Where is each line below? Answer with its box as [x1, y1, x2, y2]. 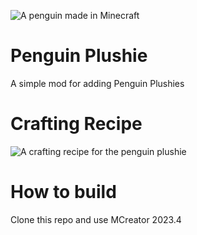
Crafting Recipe [10, 113, 143, 135]
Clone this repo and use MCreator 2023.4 [10, 213, 182, 225]
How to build [10, 181, 117, 204]
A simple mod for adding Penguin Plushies [10, 77, 185, 89]
